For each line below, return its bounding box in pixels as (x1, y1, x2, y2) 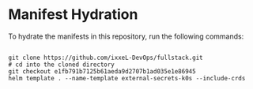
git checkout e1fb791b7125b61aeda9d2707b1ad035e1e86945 (8, 67, 196, 76)
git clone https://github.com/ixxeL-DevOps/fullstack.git (8, 54, 203, 61)
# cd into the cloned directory (8, 61, 115, 69)
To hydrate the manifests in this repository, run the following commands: (8, 32, 244, 41)
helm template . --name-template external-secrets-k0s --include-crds (8, 74, 246, 82)
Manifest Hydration (8, 6, 138, 24)
